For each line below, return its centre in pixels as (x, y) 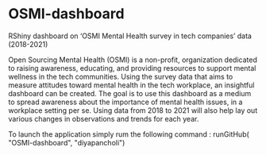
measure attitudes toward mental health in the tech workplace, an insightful (131, 85)
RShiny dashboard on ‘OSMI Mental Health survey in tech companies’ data (130, 36)
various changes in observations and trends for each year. (104, 118)
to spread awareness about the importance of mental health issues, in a (125, 102)
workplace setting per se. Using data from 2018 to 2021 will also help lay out (133, 110)
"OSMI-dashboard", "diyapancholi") (67, 142)
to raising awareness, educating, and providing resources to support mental (132, 68)
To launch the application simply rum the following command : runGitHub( (129, 134)
